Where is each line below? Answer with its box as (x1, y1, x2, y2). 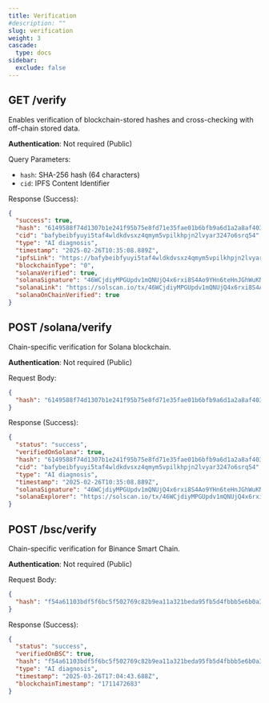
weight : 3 (8, 34, 42, 42)
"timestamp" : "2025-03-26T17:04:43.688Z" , (15, 672, 159, 681)
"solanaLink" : (15, 283, 62, 292)
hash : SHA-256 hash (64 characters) (19, 170, 140, 179)
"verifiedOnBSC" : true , (15, 650, 94, 658)
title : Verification (8, 11, 78, 20)
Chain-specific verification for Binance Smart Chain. (8, 544, 180, 553)
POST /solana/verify (8, 321, 112, 335)
